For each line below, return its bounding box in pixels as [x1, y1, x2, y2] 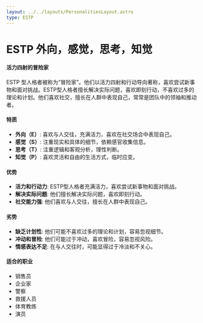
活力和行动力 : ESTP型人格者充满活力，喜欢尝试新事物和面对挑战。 [14, 183, 180, 191]
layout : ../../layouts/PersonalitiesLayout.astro [6, 8, 134, 15]
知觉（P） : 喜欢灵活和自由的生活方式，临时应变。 [14, 154, 138, 161]
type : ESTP [6, 15, 34, 21]
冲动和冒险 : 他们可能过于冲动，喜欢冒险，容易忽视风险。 [14, 235, 156, 243]
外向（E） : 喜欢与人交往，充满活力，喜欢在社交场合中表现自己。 [14, 131, 175, 138]
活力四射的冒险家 [6, 64, 49, 71]
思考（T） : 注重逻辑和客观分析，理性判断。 [14, 146, 123, 153]
